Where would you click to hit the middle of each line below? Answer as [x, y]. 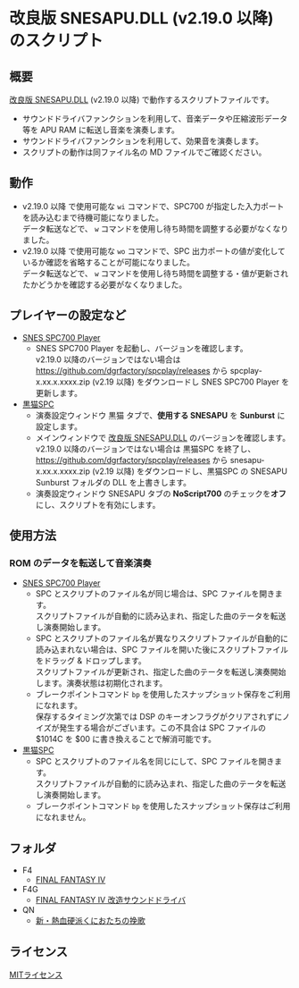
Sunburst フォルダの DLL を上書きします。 [113, 482]
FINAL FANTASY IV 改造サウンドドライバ [110, 900]
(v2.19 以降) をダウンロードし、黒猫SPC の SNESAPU [190, 471]
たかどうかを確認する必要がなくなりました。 [104, 284]
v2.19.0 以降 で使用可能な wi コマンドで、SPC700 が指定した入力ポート [153, 206]
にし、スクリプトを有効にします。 [98, 504]
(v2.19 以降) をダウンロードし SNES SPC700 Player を [191, 382]
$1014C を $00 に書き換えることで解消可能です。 [126, 739]
